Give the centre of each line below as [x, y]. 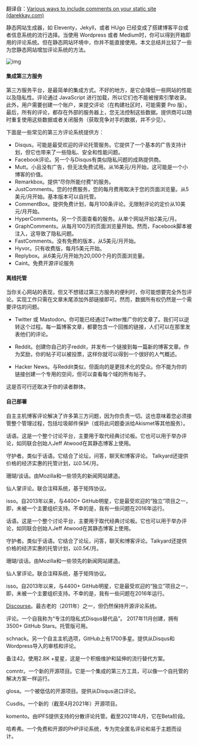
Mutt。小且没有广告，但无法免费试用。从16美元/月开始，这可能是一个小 [101, 167]
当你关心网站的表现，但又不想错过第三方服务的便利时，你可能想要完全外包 [96, 292]
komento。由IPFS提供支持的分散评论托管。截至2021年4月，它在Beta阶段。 [97, 716]
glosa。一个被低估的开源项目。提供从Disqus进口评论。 [73, 691]
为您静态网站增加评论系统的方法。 [47, 50]
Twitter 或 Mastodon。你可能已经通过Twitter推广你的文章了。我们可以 [99, 320]
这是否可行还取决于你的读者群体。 [47, 387]
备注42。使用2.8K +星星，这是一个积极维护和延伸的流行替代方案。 [87, 658]
